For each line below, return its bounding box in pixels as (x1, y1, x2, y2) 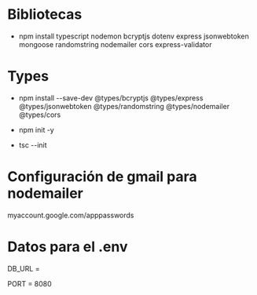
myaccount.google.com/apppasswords (7, 210, 134, 220)
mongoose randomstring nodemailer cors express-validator (18, 39, 212, 49)
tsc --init (18, 140, 48, 150)
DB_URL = (7, 264, 40, 273)
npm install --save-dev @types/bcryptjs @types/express (18, 93, 204, 103)
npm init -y (18, 125, 54, 134)
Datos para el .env (7, 238, 128, 256)
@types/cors (18, 110, 61, 119)
